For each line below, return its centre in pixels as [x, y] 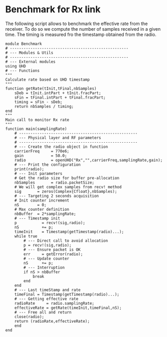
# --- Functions [22, 71]
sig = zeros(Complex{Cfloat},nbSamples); [66, 191]
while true [26, 236]
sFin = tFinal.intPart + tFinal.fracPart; [60, 97]
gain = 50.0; [41, 155]
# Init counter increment [42, 200]
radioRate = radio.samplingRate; [54, 303]
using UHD [16, 66]
